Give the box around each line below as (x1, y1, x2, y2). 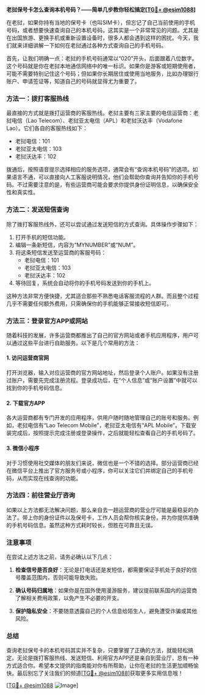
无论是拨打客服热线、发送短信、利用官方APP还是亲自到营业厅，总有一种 (16, 654, 199, 661)
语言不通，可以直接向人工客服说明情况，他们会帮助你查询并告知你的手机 (11, 173, 193, 181)
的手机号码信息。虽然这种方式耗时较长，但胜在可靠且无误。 (6, 521, 156, 528)
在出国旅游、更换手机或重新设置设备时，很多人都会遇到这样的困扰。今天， (6, 34, 193, 41)
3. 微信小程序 (6, 444, 40, 452)
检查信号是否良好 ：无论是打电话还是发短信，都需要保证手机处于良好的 (15, 566, 192, 574)
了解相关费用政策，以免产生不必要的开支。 (15, 594, 123, 602)
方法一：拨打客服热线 (6, 94, 69, 103)
